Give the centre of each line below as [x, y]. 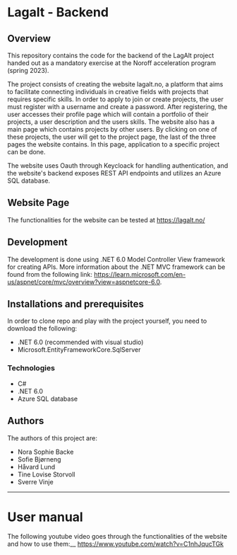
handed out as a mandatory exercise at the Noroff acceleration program [112, 63]
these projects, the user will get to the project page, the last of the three [112, 137]
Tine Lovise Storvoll [46, 474]
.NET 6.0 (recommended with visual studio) [80, 342]
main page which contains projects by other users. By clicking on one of [112, 129]
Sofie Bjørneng [39, 459]
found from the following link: [50, 274]
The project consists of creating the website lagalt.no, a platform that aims [115, 84]
